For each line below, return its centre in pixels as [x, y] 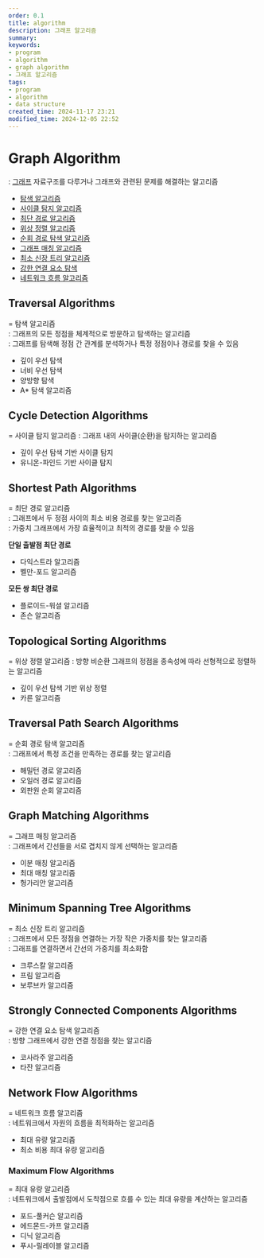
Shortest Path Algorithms [72, 488]
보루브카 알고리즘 [47, 985]
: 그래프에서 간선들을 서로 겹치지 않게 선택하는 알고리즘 [93, 846]
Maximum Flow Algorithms [61, 1171]
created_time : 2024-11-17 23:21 [62, 112]
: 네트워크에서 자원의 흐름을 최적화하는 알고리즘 [82, 1123]
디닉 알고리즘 [40, 1236]
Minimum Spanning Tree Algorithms [100, 909]
